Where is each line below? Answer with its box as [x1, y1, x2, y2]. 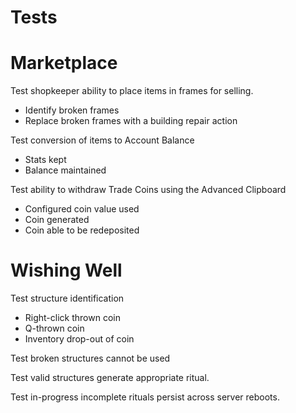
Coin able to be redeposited [24, 224, 140, 236]
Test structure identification [10, 292, 125, 305]
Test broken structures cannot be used [10, 352, 171, 365]
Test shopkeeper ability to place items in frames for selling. [10, 85, 254, 97]
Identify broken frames [24, 104, 120, 116]
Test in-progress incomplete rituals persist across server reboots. [10, 391, 280, 403]
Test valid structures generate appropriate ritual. [10, 372, 210, 384]
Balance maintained [24, 164, 107, 176]
